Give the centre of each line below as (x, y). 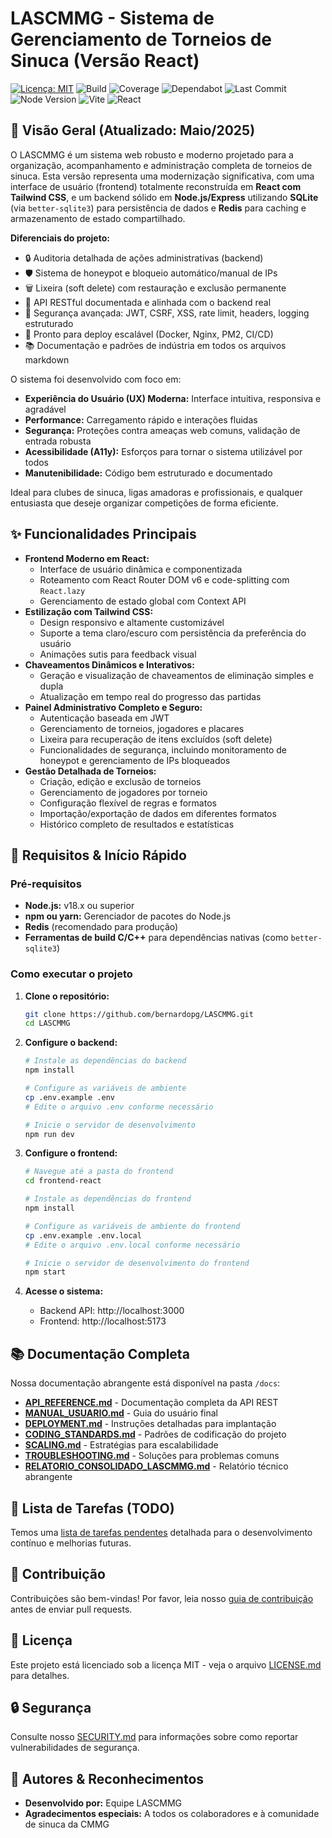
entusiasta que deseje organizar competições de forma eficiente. (144, 503)
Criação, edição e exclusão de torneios (120, 781)
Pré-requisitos (46, 884)
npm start (45, 1272)
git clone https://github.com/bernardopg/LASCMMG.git (139, 1014)
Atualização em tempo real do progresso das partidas (150, 696)
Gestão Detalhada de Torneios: (90, 771)
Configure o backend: (71, 1043)
